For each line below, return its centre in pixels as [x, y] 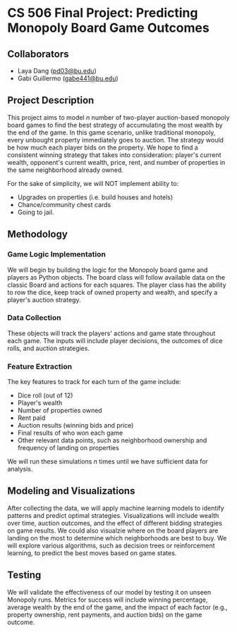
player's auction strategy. [44, 299]
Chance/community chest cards [64, 204]
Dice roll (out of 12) [45, 395]
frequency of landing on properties [68, 448]
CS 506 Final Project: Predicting [103, 13]
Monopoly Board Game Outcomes [108, 28]
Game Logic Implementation [56, 254]
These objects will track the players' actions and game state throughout [111, 333]
